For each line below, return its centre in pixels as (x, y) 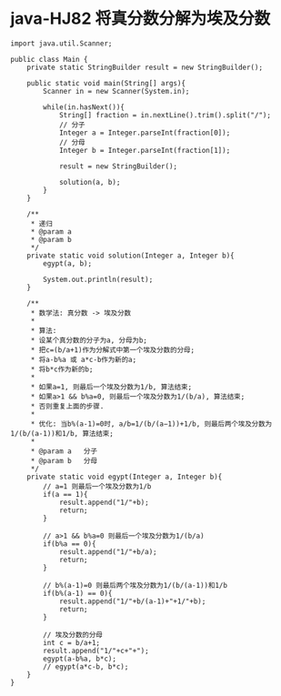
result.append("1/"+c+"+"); (96, 651)
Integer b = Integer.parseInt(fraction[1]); (145, 150)
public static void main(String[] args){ (106, 83)
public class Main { (50, 59)
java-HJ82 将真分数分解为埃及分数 (140, 19)
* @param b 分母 (64, 460)
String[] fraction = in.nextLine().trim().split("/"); (165, 115)
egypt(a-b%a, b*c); (80, 659)
